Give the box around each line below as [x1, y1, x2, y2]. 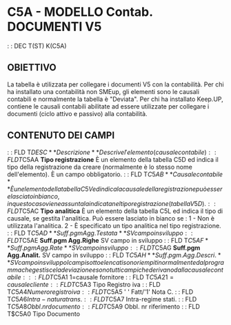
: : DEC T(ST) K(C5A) [7, 41, 67, 50]
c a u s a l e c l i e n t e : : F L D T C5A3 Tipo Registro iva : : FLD [7, 280, 161, 288]
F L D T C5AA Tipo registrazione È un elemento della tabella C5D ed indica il [7, 155, 219, 163]
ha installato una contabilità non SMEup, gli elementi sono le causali [7, 87, 200, 95]
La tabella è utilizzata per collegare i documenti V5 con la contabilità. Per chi [7, 80, 224, 89]
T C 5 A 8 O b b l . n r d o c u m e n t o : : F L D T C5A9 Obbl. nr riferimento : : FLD [7, 302, 200, 310]
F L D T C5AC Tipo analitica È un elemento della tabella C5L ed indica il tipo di [7, 207, 223, 215]
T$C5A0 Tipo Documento [7, 309, 81, 318]
